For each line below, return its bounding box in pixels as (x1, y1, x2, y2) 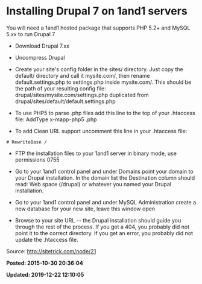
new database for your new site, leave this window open (14, 205, 156, 212)
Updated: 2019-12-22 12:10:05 (6, 271, 84, 278)
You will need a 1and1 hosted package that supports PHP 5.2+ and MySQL (6, 24, 191, 31)
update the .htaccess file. (14, 236, 78, 243)
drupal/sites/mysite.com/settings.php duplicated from (14, 91, 149, 98)
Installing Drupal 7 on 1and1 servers (6, 4, 188, 18)
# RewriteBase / (6, 139, 47, 145)
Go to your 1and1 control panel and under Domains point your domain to (14, 168, 194, 175)
